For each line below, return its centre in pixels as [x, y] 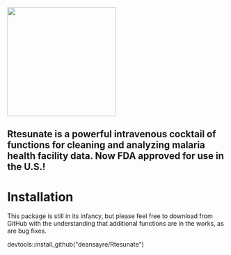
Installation [40, 197]
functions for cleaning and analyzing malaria [106, 145]
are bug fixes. [27, 231]
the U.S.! [26, 167]
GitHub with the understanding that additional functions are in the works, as [115, 224]
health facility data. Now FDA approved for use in [116, 156]
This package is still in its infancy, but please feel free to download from [110, 216]
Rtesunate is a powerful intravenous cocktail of [112, 134]
